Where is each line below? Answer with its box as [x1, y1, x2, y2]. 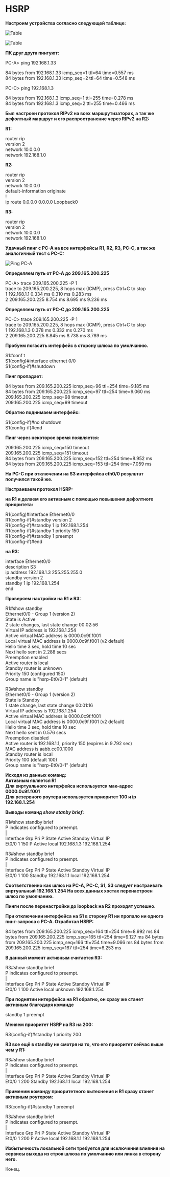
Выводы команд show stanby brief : [5, 809, 84, 815]
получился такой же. [5, 476, 53, 482]
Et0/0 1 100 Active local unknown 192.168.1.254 [5, 986, 104, 992]
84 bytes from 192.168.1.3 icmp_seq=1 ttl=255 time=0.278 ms [5, 95, 134, 101]
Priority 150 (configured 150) [5, 670, 65, 677]
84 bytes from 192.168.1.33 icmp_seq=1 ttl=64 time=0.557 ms [5, 70, 134, 76]
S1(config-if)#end [5, 424, 42, 430]
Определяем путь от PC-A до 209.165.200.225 [5, 270, 110, 276]
